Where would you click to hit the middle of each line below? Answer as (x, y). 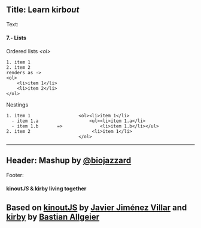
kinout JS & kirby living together (46, 189)
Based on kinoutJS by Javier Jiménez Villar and (97, 207)
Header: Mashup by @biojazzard (69, 161)
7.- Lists (16, 38)
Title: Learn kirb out (43, 10)
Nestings (17, 105)
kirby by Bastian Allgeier (53, 217)
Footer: (15, 175)
